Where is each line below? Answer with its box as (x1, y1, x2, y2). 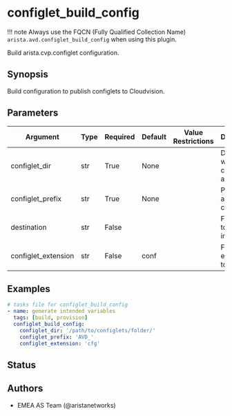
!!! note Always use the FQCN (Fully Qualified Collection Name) (7, 28, 186, 36)
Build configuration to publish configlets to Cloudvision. (7, 87, 165, 95)
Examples (7, 282, 50, 295)
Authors (7, 383, 43, 395)
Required (104, 132, 135, 141)
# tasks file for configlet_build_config (7, 301, 128, 309)
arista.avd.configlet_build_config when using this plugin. (7, 35, 177, 43)
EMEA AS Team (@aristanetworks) (17, 401, 116, 409)
